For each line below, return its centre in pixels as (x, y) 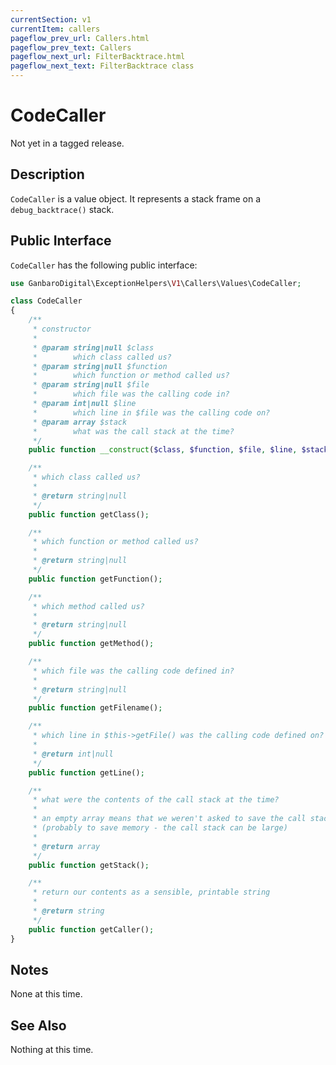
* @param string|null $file (91, 385)
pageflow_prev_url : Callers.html (80, 38)
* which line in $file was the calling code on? (151, 412)
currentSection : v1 (51, 19)
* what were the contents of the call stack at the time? (156, 800)
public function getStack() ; (89, 865)
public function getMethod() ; (91, 644)
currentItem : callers (55, 29)
